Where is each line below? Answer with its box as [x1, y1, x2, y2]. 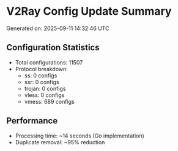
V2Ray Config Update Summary [6, 4, 172, 18]
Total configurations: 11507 [15, 58, 83, 66]
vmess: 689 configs [24, 98, 75, 105]
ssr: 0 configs [24, 78, 59, 85]
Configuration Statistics [6, 42, 100, 53]
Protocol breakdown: [15, 65, 69, 72]
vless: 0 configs [24, 91, 65, 99]
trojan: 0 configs [24, 85, 66, 92]
